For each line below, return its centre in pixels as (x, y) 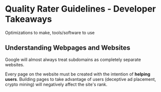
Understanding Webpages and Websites (68, 48)
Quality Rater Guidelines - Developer (80, 9)
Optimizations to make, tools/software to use (50, 32)
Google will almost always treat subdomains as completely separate (73, 60)
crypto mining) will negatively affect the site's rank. (56, 84)
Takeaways (28, 19)
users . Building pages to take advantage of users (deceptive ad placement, (81, 79)
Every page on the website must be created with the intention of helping (78, 74)
